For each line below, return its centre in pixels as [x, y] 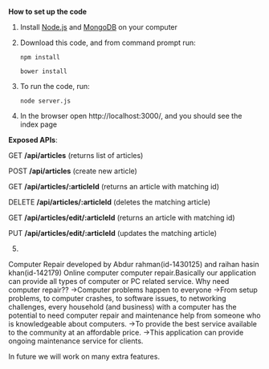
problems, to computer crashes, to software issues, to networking [117, 298]
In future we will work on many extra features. [84, 357]
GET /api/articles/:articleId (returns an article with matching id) [114, 187]
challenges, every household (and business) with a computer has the [122, 307]
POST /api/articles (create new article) [73, 171]
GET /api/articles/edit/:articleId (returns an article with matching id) [122, 217]
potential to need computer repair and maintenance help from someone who [134, 315]
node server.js [45, 101]
